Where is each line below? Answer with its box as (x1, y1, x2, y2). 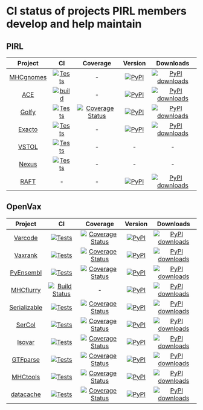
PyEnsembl (10, 268, 42, 276)
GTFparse (11, 355, 40, 363)
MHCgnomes (9, 73, 47, 81)
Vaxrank (14, 251, 38, 259)
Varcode (14, 233, 38, 242)
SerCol (16, 321, 36, 329)
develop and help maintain (6, 17, 142, 31)
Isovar (17, 337, 35, 346)
